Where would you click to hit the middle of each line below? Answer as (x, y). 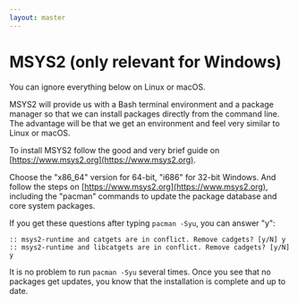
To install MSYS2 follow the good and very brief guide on (115, 150)
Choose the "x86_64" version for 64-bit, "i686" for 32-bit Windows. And (143, 177)
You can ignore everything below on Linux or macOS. (107, 87)
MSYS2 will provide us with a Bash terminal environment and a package (142, 104)
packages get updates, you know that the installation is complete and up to (148, 281)
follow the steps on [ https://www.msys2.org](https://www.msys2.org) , (139, 186)
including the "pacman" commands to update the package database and (143, 196)
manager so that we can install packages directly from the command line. (145, 114)
